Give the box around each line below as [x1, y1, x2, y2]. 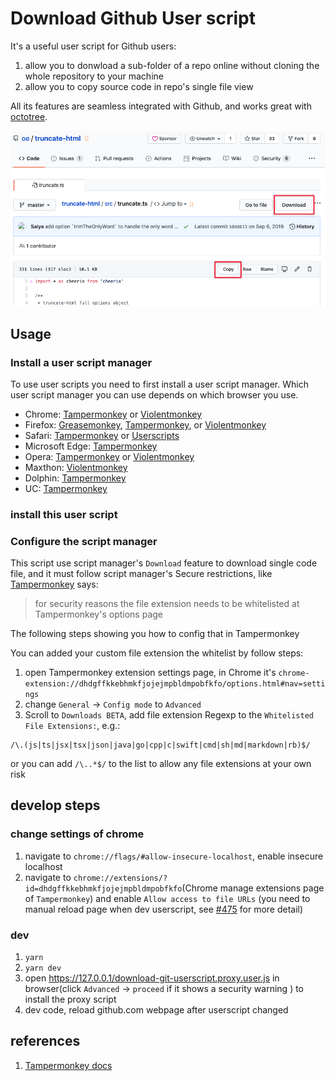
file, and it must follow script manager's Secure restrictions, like [10, 568, 273, 580]
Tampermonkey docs [24, 1059, 113, 1071]
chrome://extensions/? [73, 873, 168, 883]
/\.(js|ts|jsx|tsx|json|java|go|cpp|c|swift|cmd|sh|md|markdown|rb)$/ [10, 740, 311, 751]
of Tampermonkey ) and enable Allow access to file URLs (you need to [24, 892, 311, 904]
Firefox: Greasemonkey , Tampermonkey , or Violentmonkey [24, 418, 267, 431]
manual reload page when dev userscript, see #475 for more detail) [24, 903, 304, 915]
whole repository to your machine [24, 70, 164, 82]
